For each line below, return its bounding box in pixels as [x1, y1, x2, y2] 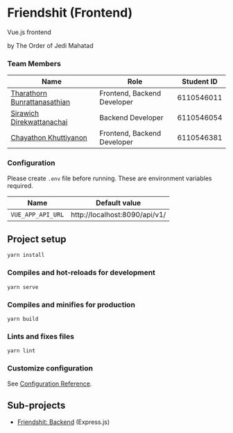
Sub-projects [7, 399, 66, 411]
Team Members [7, 58, 61, 68]
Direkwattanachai [10, 117, 68, 127]
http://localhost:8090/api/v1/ [70, 210, 166, 219]
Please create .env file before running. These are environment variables [7, 174, 212, 182]
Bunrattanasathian [10, 97, 71, 107]
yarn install [7, 252, 45, 259]
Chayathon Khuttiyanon [10, 133, 88, 143]
